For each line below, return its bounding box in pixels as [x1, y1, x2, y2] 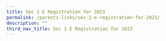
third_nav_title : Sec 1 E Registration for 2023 [6, 25, 133, 32]
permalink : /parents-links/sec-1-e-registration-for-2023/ [6, 14, 160, 20]
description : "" [6, 20, 48, 26]
